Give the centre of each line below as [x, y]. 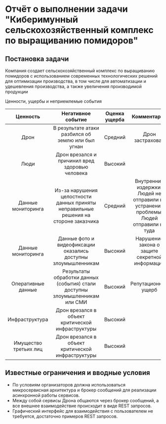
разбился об [76, 134]
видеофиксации [76, 245]
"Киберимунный [41, 20]
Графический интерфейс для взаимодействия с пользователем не [83, 411]
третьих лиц [28, 349]
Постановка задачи [37, 59]
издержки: [149, 187]
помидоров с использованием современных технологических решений [82, 76]
